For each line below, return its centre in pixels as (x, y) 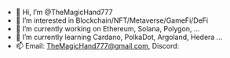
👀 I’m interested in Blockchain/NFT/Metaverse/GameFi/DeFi (112, 20)
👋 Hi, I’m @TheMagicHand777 (64, 12)
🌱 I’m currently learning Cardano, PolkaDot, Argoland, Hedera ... (119, 37)
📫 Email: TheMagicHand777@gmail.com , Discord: (97, 46)
